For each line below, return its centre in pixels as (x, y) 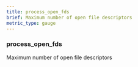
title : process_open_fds (38, 12)
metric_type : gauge (31, 23)
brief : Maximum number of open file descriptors (69, 18)
